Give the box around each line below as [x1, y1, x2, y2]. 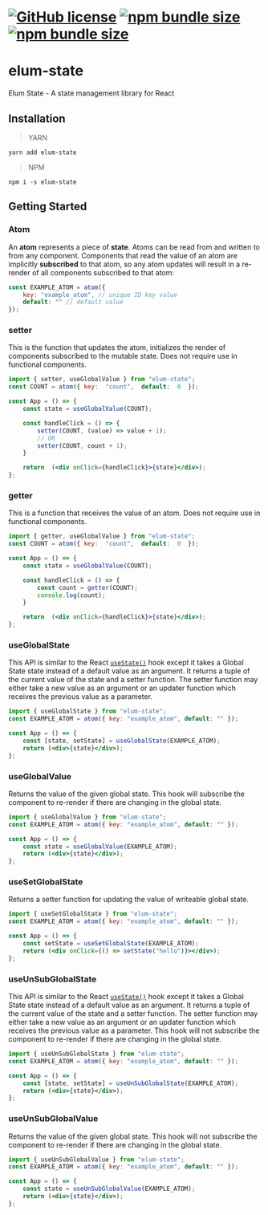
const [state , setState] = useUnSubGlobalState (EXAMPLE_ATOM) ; [22, 1079, 239, 1087]
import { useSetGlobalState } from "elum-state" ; [8, 910, 178, 918]
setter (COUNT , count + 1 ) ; [37, 441, 128, 449]
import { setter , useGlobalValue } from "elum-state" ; [8, 376, 196, 384]
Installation [8, 112, 66, 125]
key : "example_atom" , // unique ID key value [22, 291, 178, 299]
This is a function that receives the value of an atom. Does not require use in [8, 508, 261, 518]
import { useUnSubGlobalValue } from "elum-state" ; [8, 1156, 185, 1164]
